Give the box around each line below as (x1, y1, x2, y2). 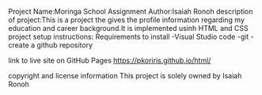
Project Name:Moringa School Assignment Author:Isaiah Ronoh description (8, 7, 253, 16)
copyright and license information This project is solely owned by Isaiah (8, 71, 242, 80)
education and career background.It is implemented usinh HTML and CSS (8, 24, 249, 32)
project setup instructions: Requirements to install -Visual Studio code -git (8, 32, 249, 41)
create (8, 40, 29, 50)
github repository (36, 40, 93, 50)
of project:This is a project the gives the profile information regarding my (8, 15, 245, 25)
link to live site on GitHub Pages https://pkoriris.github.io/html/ (8, 55, 211, 65)
